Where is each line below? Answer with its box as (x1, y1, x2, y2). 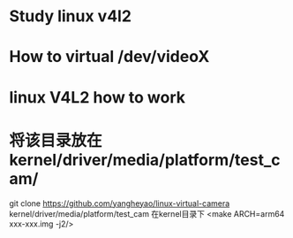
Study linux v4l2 (9, 6, 132, 27)
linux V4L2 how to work (9, 87, 186, 107)
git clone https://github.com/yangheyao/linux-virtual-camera (9, 197, 230, 209)
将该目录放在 (9, 130, 103, 150)
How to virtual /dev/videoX (9, 47, 210, 67)
